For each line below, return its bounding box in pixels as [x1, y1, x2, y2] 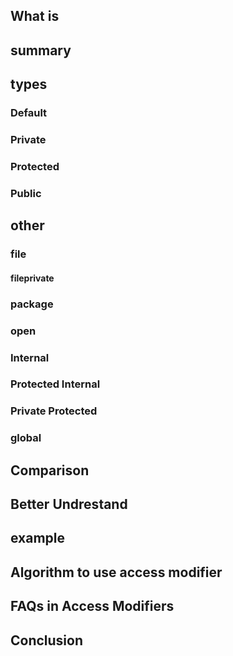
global [10, 431, 42, 445]
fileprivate [10, 272, 55, 284]
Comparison [10, 462, 90, 479]
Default [10, 106, 48, 120]
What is [10, 8, 60, 25]
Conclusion [10, 632, 84, 649]
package [10, 297, 54, 311]
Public [10, 186, 42, 200]
